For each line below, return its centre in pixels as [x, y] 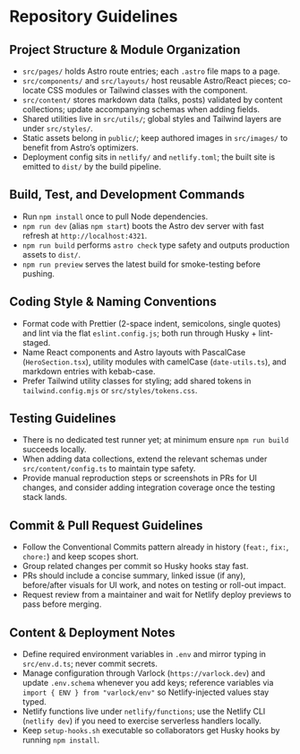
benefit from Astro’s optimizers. [80, 147]
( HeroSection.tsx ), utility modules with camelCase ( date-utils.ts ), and [154, 362]
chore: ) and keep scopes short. [80, 557]
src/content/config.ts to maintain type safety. [109, 469]
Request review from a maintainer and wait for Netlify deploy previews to [157, 595]
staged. [36, 342]
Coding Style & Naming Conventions [113, 302]
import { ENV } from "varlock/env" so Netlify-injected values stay [146, 692]
